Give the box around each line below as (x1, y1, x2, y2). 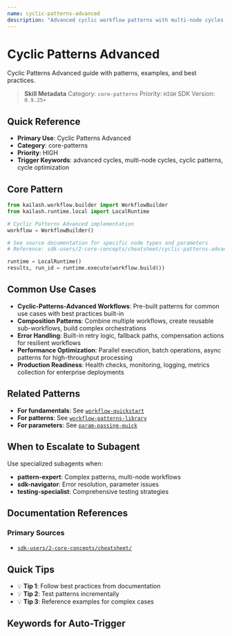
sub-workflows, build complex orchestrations (17, 324, 146, 332)
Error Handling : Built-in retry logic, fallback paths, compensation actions (17, 331, 224, 339)
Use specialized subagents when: (7, 459, 104, 468)
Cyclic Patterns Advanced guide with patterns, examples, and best (7, 69, 197, 77)
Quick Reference (7, 115, 81, 128)
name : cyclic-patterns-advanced (7, 10, 100, 17)
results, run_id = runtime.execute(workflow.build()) (7, 265, 166, 272)
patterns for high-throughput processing (17, 353, 133, 361)
